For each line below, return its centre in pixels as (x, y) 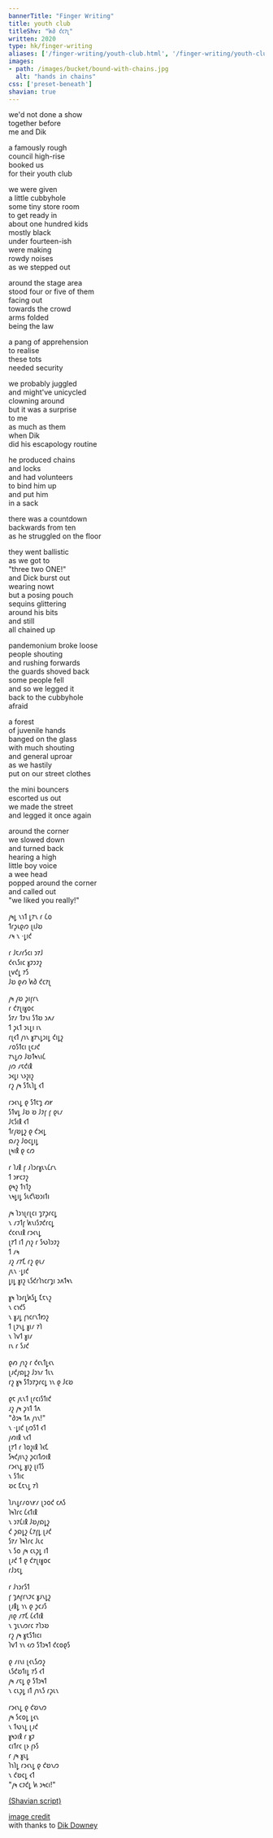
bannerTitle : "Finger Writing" (61, 16)
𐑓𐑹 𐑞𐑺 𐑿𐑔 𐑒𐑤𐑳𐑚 (30, 982)
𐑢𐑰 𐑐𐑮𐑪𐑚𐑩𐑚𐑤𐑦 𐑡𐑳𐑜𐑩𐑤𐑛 (33, 1213)
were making (30, 250)
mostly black (30, 233)
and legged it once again (50, 815)
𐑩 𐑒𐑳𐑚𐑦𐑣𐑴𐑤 (22, 1008)
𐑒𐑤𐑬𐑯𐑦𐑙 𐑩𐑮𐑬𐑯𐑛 (25, 1233)
